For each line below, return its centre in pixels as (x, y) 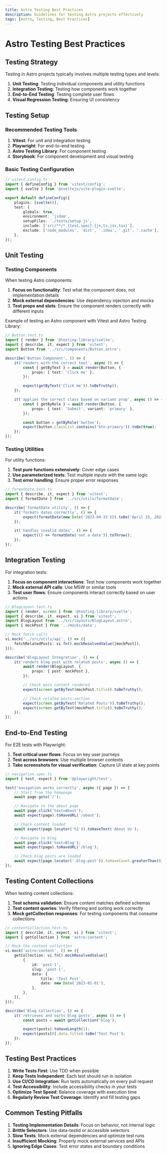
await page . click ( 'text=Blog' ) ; (47, 843)
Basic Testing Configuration (40, 169)
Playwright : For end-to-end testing (48, 146)
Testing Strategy (32, 62)
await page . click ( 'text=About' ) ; (49, 811)
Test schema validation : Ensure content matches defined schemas (81, 903)
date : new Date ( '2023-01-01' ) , (73, 983)
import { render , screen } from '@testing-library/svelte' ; (69, 611)
